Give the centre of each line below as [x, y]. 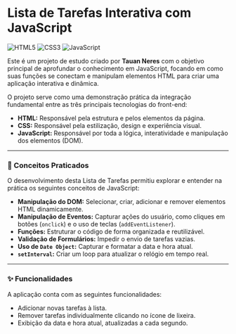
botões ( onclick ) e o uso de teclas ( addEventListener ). [96, 224]
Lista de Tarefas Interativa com [99, 13]
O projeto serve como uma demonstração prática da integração [99, 97]
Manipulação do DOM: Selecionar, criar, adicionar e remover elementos [122, 202]
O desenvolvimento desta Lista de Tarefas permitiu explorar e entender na [115, 181]
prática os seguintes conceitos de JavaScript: [73, 188]
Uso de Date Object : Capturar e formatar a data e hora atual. [105, 247]
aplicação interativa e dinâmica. [53, 83]
